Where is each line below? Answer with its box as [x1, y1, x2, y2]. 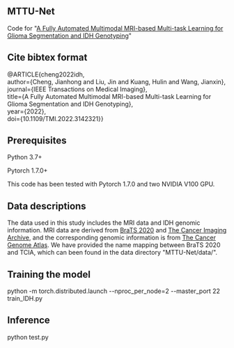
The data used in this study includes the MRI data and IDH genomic [7, 219, 201, 227]
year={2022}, [7, 107, 47, 116]
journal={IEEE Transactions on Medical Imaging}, [7, 85, 148, 93]
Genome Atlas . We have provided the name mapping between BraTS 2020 [7, 241, 221, 249]
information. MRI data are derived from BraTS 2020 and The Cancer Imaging [7, 226, 227, 235]
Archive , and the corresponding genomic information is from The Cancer [7, 233, 216, 242]
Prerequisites [7, 135, 67, 147]
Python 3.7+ [7, 153, 42, 161]
